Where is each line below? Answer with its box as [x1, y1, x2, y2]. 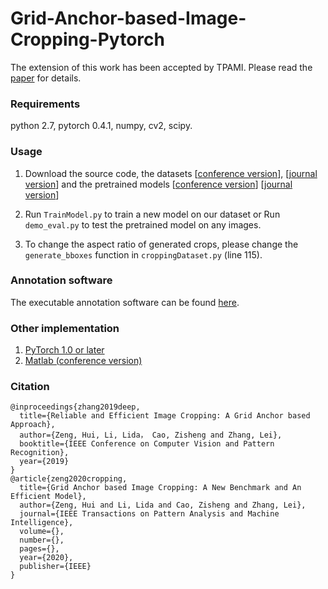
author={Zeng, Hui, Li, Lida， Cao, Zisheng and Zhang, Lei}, [19, 430, 283, 441]
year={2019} [19, 457, 70, 467]
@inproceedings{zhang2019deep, [10, 402, 141, 412]
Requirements [10, 97, 81, 111]
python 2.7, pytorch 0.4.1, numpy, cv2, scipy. [10, 120, 193, 132]
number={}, [19, 535, 65, 546]
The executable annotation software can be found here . [10, 296, 240, 308]
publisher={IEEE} [19, 562, 92, 572]
